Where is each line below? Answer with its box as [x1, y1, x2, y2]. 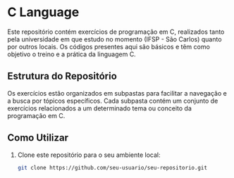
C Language [7, 4, 80, 20]
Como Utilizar [7, 132, 69, 144]
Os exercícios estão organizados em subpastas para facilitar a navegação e [7, 89, 227, 97]
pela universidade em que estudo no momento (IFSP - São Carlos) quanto [7, 34, 222, 43]
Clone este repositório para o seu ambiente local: [17, 151, 161, 159]
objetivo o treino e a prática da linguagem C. [7, 50, 136, 58]
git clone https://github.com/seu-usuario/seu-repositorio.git [17, 164, 208, 171]
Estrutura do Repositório [7, 70, 118, 82]
